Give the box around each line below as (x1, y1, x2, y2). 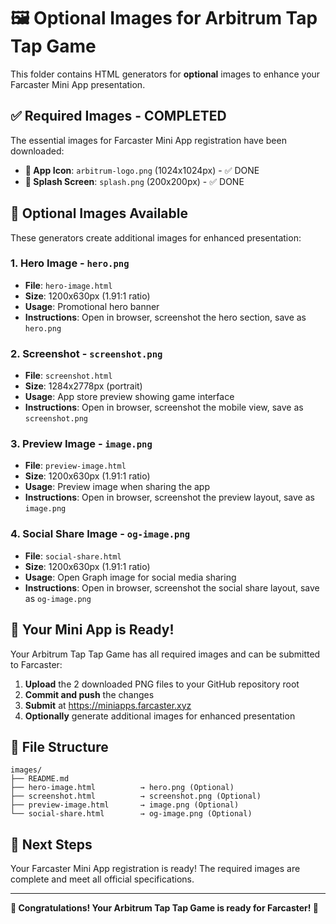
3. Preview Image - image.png (10, 437, 153, 451)
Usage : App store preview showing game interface (24, 391, 235, 403)
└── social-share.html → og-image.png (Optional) (10, 809, 253, 819)
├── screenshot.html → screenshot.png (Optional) (10, 791, 262, 802)
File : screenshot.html (24, 370, 113, 382)
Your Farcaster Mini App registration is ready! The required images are (10, 863, 301, 875)
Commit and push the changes (24, 688, 155, 700)
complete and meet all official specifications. (10, 873, 195, 885)
